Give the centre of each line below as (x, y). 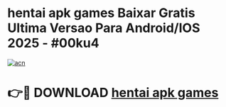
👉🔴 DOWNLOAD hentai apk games (113, 93)
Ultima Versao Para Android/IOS (104, 28)
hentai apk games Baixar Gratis (101, 13)
